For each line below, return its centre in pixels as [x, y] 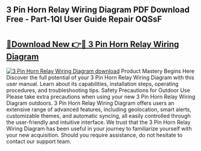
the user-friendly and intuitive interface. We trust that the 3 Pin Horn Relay [99, 122]
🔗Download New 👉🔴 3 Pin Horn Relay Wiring [93, 44]
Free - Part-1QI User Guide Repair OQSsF [84, 20]
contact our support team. [39, 141]
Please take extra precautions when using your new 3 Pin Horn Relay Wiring [101, 97]
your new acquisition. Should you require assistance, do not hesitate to [94, 135]
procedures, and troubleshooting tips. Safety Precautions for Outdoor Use [98, 90]
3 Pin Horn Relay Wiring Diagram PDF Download [98, 10]
